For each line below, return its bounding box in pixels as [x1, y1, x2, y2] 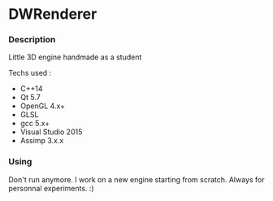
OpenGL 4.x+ [19, 101, 66, 111]
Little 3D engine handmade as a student [8, 52, 142, 62]
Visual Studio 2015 [19, 127, 83, 137]
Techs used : [8, 68, 52, 78]
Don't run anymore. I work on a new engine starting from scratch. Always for [8, 174, 266, 184]
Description [8, 34, 56, 46]
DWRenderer [8, 5, 97, 24]
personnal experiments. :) [8, 183, 95, 193]
